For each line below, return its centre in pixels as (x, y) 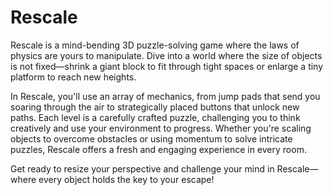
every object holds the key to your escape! (126, 179)
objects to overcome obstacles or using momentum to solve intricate (151, 138)
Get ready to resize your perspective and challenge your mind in (142, 168)
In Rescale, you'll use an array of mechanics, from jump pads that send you (165, 96)
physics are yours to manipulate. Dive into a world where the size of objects (166, 55)
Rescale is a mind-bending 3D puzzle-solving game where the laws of (155, 45)
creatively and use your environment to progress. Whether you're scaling (161, 128)
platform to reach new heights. (73, 77)
